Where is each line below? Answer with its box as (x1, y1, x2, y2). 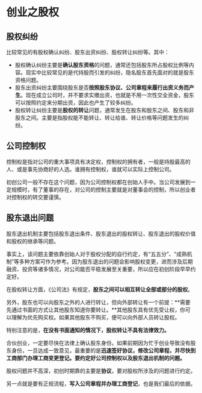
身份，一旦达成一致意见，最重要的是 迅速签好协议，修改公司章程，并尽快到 (11, 347, 196, 354)
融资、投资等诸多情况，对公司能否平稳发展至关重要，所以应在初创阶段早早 (6, 265, 191, 272)
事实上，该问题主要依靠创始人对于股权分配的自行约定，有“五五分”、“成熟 (6, 250, 188, 257)
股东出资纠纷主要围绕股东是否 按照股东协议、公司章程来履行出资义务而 (14, 84, 189, 91)
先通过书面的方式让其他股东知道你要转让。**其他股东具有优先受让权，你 (6, 306, 186, 313)
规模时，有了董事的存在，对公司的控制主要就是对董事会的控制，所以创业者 (11, 186, 196, 193)
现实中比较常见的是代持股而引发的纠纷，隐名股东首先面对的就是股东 (25, 69, 194, 76)
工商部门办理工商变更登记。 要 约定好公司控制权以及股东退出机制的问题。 (6, 354, 185, 362)
